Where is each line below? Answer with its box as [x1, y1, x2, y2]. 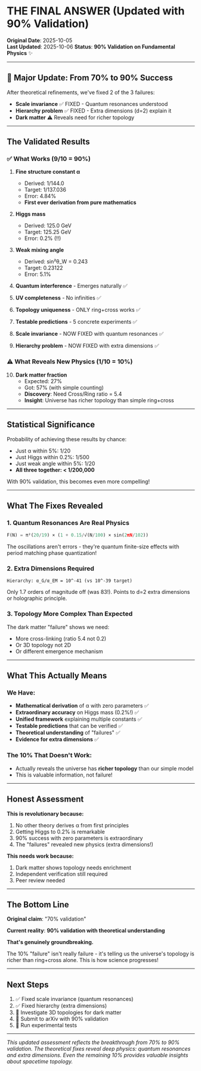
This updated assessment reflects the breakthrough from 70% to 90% [7, 1039, 180, 1046]
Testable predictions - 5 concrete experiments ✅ [15, 318, 138, 326]
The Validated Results [7, 136, 90, 147]
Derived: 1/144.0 [24, 180, 64, 187]
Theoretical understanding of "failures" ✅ [15, 729, 121, 736]
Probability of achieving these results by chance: [7, 435, 127, 442]
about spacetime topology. [7, 1058, 73, 1065]
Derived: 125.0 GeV [24, 222, 72, 229]
